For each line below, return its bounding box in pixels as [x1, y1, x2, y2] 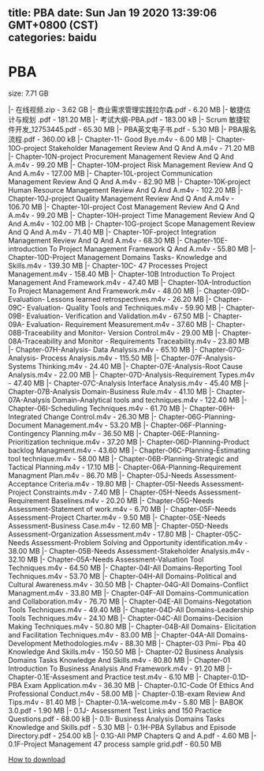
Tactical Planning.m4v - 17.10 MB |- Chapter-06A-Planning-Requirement [8, 462, 242, 472]
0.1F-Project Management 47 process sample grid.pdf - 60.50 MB [8, 739, 222, 749]
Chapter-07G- [199, 345, 246, 355]
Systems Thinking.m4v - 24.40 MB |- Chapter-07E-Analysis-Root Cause [8, 362, 243, 371]
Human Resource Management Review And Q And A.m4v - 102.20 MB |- [8, 186, 244, 195]
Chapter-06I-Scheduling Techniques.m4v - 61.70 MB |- [8, 404, 188, 413]
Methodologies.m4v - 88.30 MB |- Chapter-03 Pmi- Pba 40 [53, 639, 247, 649]
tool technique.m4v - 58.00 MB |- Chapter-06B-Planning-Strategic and [8, 454, 239, 464]
